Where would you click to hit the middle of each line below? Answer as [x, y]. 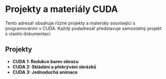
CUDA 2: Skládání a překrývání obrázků [54, 66]
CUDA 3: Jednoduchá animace [45, 72]
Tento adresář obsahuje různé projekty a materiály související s [70, 23]
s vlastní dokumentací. [28, 33]
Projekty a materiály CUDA [62, 9]
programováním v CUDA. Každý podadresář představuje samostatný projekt [83, 28]
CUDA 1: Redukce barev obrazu [45, 61]
